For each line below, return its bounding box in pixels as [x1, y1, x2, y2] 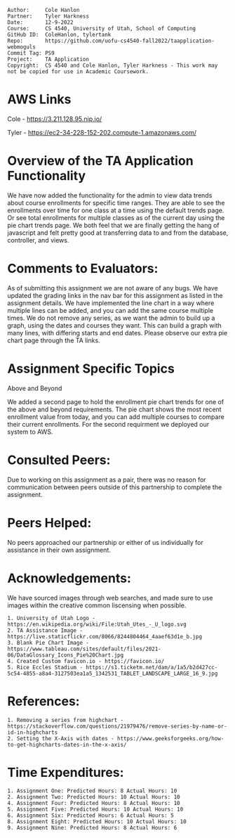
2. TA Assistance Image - [7, 626, 83, 634]
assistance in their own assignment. [7, 546, 111, 554]
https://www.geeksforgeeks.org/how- [116, 735, 224, 742]
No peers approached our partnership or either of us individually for [7, 538, 203, 546]
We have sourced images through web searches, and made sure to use [7, 593, 213, 602]
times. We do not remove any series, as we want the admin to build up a [7, 314, 215, 322]
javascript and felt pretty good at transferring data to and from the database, [7, 228, 229, 237]
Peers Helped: [7, 515, 92, 531]
